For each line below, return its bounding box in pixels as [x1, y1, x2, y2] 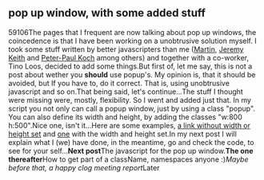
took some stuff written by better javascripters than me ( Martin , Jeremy [8, 44, 244, 54]
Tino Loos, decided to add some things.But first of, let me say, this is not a [8, 61, 253, 71]
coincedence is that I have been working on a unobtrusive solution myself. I [8, 36, 258, 45]
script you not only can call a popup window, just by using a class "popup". [8, 104, 256, 113]
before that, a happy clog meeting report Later [8, 162, 160, 172]
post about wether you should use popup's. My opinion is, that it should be [8, 69, 256, 79]
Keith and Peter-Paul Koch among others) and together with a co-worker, [8, 53, 250, 62]
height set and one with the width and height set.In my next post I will [8, 129, 238, 139]
